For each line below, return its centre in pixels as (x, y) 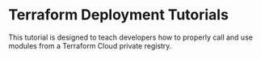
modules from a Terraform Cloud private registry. (90, 45)
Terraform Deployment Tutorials (118, 15)
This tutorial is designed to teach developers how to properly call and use (130, 37)
